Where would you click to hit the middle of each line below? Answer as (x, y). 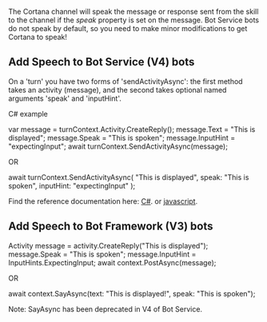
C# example (28, 113)
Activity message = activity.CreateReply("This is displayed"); (108, 245)
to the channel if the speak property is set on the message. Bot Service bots (134, 20)
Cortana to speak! (38, 37)
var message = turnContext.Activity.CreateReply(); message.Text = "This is (132, 129)
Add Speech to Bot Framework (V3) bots (111, 227)
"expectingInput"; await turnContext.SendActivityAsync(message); (118, 146)
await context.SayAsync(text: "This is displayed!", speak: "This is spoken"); (132, 293)
